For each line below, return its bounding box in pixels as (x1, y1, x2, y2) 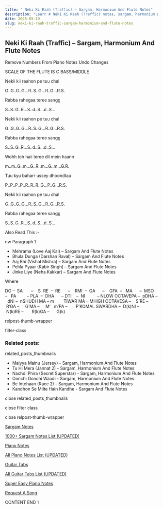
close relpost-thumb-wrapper (5, 414, 65, 420)
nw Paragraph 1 (5, 239, 36, 245)
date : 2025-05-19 (5, 16, 40, 21)
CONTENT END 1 (5, 499, 39, 505)
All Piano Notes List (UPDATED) (5, 452, 68, 458)
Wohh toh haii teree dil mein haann (5, 154, 74, 160)
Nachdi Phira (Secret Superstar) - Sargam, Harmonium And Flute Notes (12, 371, 155, 376)
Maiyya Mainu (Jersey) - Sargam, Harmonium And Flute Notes (12, 360, 137, 366)
